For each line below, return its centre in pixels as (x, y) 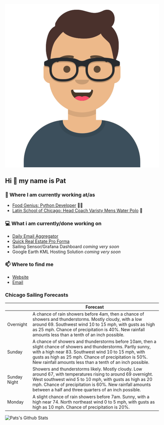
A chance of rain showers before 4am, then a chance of (88, 314)
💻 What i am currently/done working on (53, 224)
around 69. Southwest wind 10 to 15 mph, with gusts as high (94, 324)
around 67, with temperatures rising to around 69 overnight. (93, 374)
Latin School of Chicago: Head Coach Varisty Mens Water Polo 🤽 (77, 211)
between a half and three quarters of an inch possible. (87, 390)
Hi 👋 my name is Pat (36, 181)
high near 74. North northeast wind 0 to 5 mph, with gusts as (94, 402)
